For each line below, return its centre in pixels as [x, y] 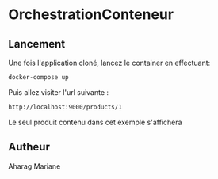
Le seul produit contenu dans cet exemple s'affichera [95, 122]
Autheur [29, 147]
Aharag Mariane [34, 166]
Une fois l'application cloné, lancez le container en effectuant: [109, 63]
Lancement [37, 44]
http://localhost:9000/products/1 [65, 107]
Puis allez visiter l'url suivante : [59, 92]
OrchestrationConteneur [91, 15]
